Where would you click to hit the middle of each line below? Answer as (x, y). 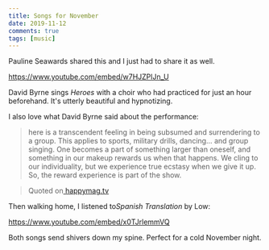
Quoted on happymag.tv (68, 191)
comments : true (34, 31)
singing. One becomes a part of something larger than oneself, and (139, 149)
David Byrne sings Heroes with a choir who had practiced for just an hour (130, 93)
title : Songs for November (54, 16)
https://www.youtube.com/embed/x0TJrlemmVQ (89, 222)
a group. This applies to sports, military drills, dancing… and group (138, 141)
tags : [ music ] (32, 38)
